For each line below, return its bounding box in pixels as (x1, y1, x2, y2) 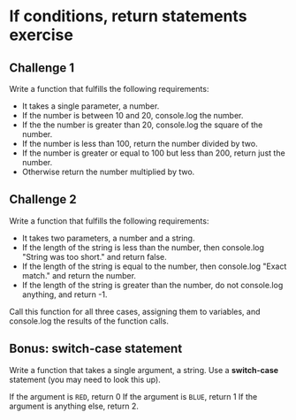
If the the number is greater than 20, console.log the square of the (21, 119, 263, 130)
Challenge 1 (9, 60, 75, 75)
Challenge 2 (9, 192, 77, 207)
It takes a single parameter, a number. (21, 101, 160, 111)
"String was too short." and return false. (21, 251, 167, 262)
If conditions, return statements (9, 6, 247, 27)
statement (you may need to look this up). (9, 374, 161, 385)
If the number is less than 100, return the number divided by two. (21, 139, 258, 149)
